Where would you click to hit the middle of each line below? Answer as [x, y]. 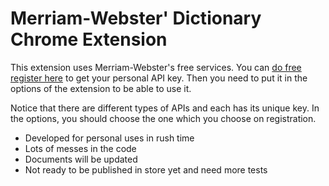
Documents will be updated [81, 159]
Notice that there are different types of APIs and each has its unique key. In [165, 108]
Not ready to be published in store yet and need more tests [146, 169]
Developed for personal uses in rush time [109, 138]
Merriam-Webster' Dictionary [136, 18]
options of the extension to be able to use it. [101, 88]
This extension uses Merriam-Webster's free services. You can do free [156, 67]
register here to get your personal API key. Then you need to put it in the [159, 78]
